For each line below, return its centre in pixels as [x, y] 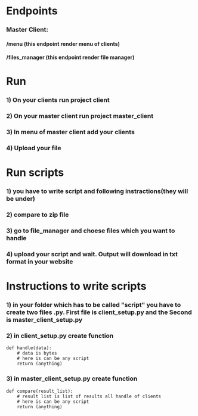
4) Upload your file [34, 148]
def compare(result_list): [40, 391]
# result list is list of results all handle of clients [89, 396]
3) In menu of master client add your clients [71, 132]
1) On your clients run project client [58, 100]
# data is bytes [37, 353]
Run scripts [35, 173]
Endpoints [32, 11]
